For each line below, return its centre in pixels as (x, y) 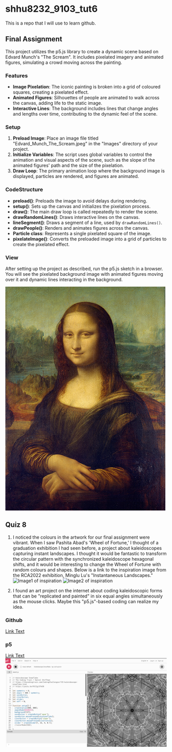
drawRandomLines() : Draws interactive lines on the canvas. (76, 217)
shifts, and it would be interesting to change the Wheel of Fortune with (87, 564)
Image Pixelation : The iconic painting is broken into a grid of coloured (87, 87)
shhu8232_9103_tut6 (52, 9)
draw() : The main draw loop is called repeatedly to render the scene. (85, 212)
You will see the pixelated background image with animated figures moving (84, 274)
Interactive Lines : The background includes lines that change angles (85, 108)
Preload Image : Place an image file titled (56, 138)
